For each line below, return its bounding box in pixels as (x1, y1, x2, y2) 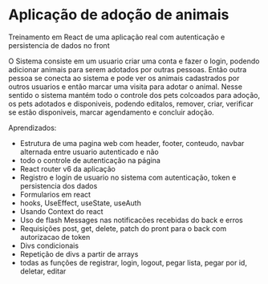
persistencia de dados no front (8, 40, 110, 50)
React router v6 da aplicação (19, 164, 116, 173)
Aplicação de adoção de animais (8, 6, 229, 24)
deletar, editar (19, 266, 67, 276)
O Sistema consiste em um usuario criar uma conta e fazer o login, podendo (8, 56, 260, 66)
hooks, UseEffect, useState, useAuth (19, 198, 142, 208)
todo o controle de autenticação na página (19, 155, 160, 165)
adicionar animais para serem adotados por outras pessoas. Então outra (8, 64, 247, 74)
